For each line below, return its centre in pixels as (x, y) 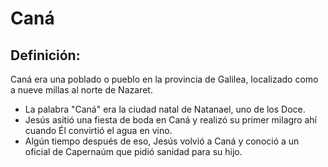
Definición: (45, 55)
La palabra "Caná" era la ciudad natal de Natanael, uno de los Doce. (165, 109)
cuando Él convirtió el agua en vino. (98, 130)
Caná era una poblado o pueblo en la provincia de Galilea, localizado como (164, 79)
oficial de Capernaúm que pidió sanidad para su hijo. (133, 151)
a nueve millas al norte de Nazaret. (81, 90)
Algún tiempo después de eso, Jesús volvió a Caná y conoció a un (162, 141)
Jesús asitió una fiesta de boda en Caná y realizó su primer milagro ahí (170, 120)
